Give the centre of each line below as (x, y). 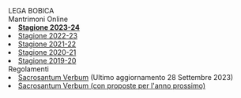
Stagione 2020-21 (47, 52)
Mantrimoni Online (38, 19)
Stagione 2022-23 (48, 36)
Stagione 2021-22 (47, 44)
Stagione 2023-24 (49, 27)
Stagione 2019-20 (47, 61)
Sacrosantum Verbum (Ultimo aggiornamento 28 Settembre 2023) (126, 77)
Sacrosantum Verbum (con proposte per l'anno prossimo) (112, 85)
